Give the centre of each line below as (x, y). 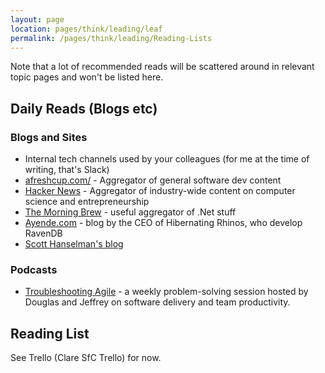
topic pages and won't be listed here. (87, 77)
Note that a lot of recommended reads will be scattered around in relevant (162, 67)
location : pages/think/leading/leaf (86, 29)
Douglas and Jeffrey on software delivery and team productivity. (157, 302)
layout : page (37, 19)
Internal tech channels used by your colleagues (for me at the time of (167, 159)
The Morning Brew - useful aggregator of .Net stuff (130, 212)
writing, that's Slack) (67, 170)
